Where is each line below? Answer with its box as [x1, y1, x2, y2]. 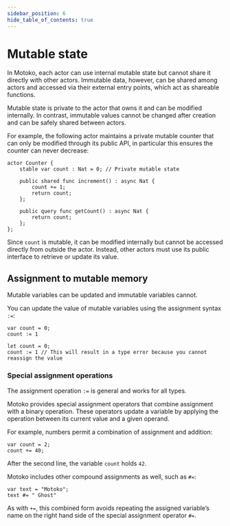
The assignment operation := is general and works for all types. [7, 386, 187, 395]
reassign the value [7, 355, 63, 362]
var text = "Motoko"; [7, 485, 69, 492]
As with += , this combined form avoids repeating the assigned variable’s [7, 503, 210, 512]
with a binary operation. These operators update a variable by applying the [7, 407, 219, 415]
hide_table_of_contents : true [7, 17, 94, 23]
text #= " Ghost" [7, 492, 57, 498]
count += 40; [7, 447, 45, 454]
